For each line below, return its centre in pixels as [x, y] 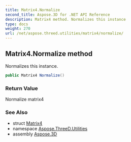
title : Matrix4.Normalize [32, 10]
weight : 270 [18, 29]
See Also [17, 112]
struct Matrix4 [27, 123]
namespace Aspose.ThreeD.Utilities [50, 129]
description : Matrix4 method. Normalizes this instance [65, 19]
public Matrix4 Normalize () [35, 75]
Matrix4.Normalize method [49, 54]
